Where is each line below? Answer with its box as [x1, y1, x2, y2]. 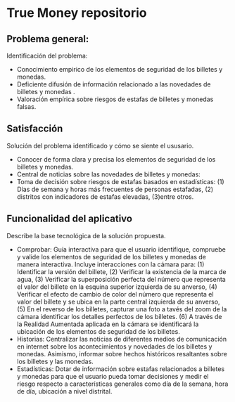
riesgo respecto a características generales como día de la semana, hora [16, 380, 229, 388]
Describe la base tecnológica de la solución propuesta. [6, 231, 166, 240]
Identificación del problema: [6, 51, 88, 60]
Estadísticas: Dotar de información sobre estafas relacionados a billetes [16, 364, 225, 373]
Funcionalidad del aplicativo [6, 213, 133, 225]
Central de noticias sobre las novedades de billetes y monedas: [16, 170, 201, 179]
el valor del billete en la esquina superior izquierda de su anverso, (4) [16, 283, 217, 291]
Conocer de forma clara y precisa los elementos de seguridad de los [16, 155, 216, 163]
